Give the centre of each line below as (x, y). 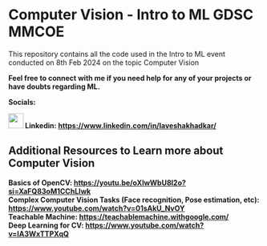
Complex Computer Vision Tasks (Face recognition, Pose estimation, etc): (134, 200)
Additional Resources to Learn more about (116, 151)
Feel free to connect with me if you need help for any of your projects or (130, 78)
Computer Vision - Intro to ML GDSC (131, 15)
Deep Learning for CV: (46, 225)
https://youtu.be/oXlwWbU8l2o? (130, 183)
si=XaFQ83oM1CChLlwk (50, 191)
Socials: (22, 102)
